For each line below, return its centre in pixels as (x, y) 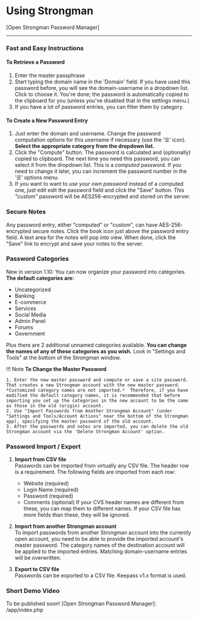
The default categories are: (40, 278)
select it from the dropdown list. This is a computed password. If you (98, 165)
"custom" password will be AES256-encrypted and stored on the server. (102, 196)
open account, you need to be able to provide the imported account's (99, 539)
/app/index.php (25, 610)
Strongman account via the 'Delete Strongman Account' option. (85, 431)
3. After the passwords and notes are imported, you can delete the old (97, 426)
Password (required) (48, 496)
